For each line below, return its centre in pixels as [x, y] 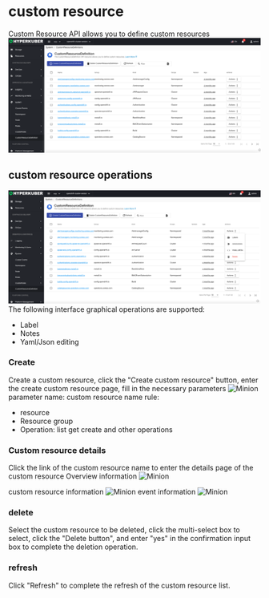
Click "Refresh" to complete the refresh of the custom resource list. [119, 585]
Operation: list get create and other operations [96, 429]
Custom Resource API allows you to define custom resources [109, 34]
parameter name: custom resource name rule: [84, 397]
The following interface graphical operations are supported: [107, 309]
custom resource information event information [102, 492]
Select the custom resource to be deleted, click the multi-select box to [124, 530]
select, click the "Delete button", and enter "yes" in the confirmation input [129, 539]
